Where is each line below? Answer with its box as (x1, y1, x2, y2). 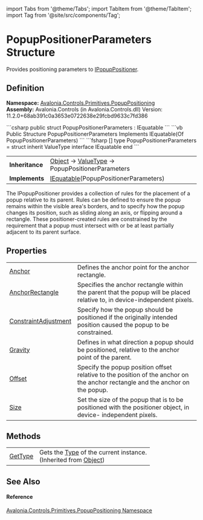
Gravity (9, 345, 30, 354)
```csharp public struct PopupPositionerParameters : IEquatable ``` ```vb (6, 123, 183, 131)
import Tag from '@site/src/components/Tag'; (6, 12, 121, 19)
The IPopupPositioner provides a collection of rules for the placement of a (6, 189, 190, 197)
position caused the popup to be (77, 320, 169, 329)
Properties (6, 246, 47, 256)
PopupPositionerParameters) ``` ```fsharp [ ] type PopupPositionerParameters (6, 136, 197, 144)
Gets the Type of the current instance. (39, 448, 147, 456)
